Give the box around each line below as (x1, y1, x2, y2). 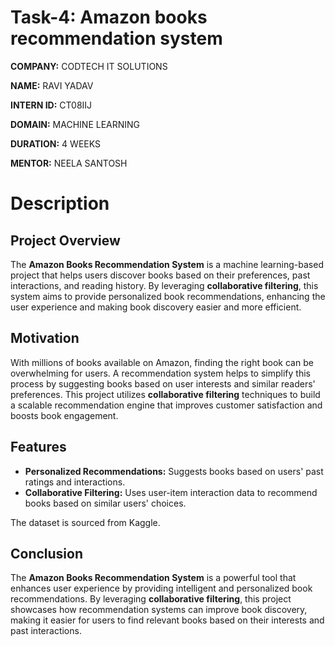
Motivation (10, 330, 80, 347)
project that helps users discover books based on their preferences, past (10, 269, 311, 281)
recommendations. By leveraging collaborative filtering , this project (10, 593, 292, 605)
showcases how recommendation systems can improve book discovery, (10, 604, 308, 616)
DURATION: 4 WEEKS (10, 137, 101, 150)
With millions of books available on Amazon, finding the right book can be (10, 356, 314, 368)
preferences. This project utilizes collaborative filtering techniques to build (10, 388, 321, 400)
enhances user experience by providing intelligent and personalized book (10, 582, 313, 595)
